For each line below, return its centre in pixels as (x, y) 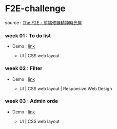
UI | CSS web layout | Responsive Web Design (66, 88)
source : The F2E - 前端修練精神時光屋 (44, 22)
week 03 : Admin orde (32, 101)
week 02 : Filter (24, 68)
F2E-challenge (35, 9)
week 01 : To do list (28, 36)
